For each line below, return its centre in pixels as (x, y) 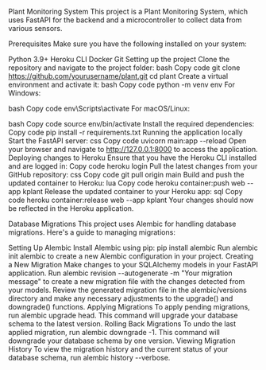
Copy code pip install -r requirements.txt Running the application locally (126, 132)
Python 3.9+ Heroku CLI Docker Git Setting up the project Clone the (119, 59)
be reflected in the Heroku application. (71, 208)
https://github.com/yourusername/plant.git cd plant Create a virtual (118, 76)
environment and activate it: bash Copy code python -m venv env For (122, 84)
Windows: (25, 93)
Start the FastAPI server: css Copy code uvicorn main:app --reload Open (127, 141)
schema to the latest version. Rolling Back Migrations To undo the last (122, 324)
